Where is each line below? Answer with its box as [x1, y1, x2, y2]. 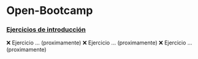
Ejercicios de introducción [6, 26, 86, 34]
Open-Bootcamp [6, 4, 93, 18]
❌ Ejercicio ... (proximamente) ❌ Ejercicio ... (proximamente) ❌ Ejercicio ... [6, 39, 192, 46]
